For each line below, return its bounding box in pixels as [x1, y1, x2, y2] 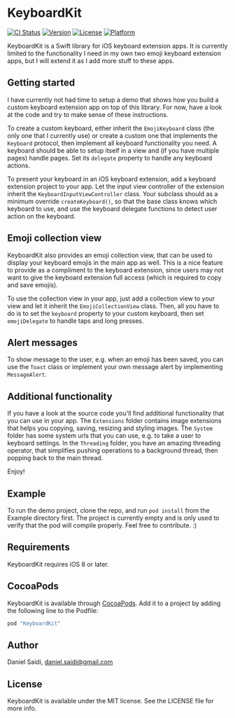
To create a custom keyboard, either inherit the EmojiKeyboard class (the [7, 124, 215, 132]
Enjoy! [7, 467, 26, 476]
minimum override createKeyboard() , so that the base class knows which [7, 197, 218, 205]
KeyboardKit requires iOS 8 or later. [7, 560, 110, 568]
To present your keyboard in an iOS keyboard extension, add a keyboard [7, 174, 216, 183]
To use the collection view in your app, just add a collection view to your [7, 294, 215, 303]
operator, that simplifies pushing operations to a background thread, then [7, 446, 218, 455]
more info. [7, 704, 37, 712]
